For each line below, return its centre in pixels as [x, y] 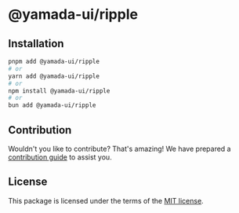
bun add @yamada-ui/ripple [52, 105]
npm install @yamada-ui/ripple [59, 91]
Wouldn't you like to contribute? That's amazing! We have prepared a [119, 149]
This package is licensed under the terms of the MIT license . [106, 200]
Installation [36, 44]
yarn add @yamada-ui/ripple [54, 76]
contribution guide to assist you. [60, 157]
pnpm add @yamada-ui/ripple [54, 61]
